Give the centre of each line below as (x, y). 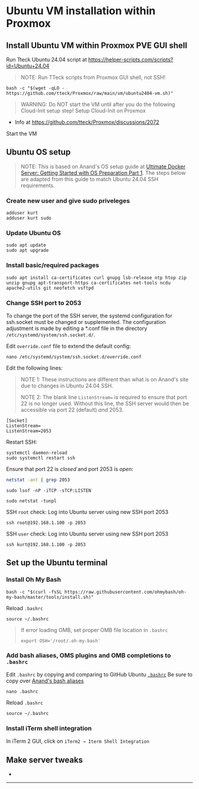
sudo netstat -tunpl (32, 501)
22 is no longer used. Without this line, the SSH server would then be (105, 403)
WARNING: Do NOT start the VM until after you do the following (98, 104)
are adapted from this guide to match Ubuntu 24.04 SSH (89, 179)
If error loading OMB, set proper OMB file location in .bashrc (94, 630)
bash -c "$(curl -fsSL (34, 592)
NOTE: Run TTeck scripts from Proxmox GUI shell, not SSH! (93, 77)
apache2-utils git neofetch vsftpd (50, 288)
